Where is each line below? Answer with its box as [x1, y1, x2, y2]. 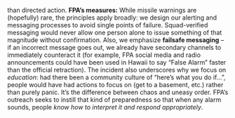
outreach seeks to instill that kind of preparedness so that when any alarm [7, 96, 222, 104]
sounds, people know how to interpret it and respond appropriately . [7, 103, 203, 111]
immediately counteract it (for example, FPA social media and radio [7, 51, 201, 59]
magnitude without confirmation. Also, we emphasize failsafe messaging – [7, 36, 224, 44]
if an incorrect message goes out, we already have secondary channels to [7, 44, 222, 51]
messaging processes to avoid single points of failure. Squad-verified [7, 21, 208, 29]
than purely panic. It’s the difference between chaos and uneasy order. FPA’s [7, 88, 229, 96]
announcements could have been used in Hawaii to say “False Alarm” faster [7, 58, 227, 66]
